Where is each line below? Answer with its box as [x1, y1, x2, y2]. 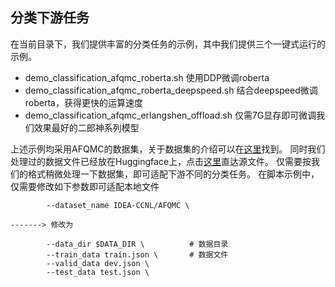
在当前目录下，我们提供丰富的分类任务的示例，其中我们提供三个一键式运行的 [10, 38, 326, 50]
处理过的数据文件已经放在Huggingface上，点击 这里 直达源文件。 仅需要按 [10, 155, 312, 167]
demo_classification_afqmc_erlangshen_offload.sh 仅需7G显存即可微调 [24, 109, 317, 121]
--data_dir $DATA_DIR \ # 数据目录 [46, 239, 229, 249]
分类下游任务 [10, 9, 90, 27]
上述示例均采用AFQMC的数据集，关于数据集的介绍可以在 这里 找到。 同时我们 [10, 143, 326, 155]
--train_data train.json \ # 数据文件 [46, 249, 229, 260]
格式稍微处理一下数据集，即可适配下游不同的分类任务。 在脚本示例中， [27, 168, 320, 180]
